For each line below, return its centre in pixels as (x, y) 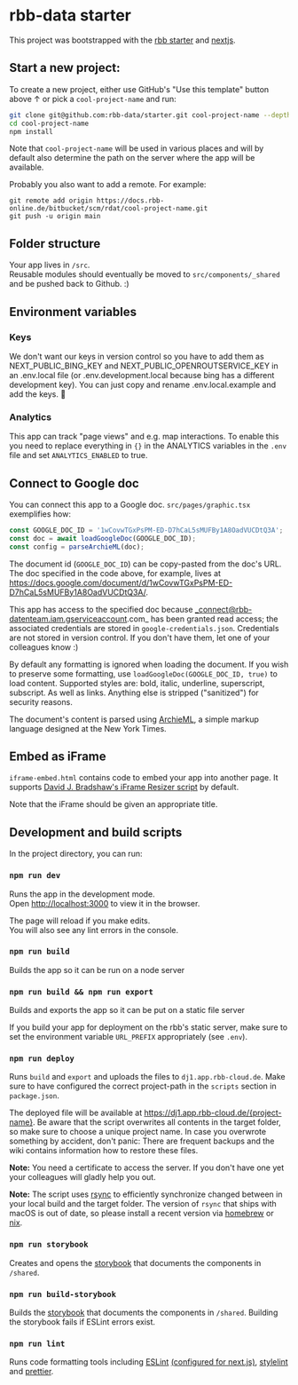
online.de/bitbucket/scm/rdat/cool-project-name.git (109, 209)
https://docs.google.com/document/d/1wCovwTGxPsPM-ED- (121, 582)
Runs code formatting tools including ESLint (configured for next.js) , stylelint (149, 1362)
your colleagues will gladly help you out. (83, 1177)
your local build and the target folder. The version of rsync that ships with (143, 1204)
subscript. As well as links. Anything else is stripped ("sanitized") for (134, 692)
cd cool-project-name (49, 123)
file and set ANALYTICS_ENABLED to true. (78, 455)
